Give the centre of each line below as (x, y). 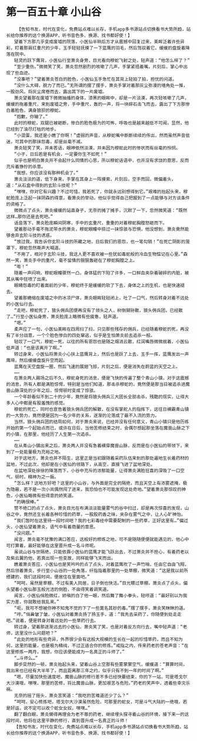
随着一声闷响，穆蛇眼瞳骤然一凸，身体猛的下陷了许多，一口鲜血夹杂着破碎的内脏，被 (101, 273)
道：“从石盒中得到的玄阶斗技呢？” (42, 185)
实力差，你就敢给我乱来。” (33, 602)
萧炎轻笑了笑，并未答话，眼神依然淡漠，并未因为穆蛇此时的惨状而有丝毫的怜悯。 (97, 148)
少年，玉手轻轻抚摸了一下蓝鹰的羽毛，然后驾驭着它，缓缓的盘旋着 (118, 48)
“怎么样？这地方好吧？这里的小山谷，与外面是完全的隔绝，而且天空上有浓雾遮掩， (98, 483)
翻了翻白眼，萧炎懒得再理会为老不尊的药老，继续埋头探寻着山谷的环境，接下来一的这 (101, 714)
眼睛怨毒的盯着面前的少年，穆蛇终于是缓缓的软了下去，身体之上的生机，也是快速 (97, 285)
